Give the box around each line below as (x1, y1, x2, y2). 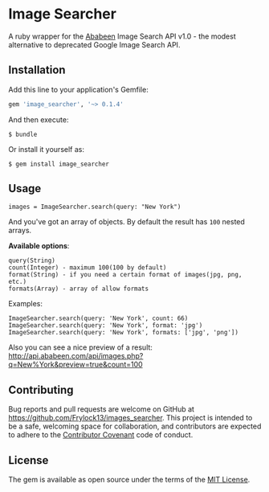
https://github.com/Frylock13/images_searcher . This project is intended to (8, 413, 253, 423)
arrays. (8, 226, 32, 236)
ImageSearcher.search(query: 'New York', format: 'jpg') (8, 322, 203, 330)
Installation (8, 64, 66, 77)
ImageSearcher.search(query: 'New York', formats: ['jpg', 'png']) (8, 329, 239, 337)
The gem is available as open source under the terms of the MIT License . (8, 475, 251, 485)
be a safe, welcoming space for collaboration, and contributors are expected (8, 421, 262, 431)
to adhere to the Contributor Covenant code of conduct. (8, 430, 194, 440)
